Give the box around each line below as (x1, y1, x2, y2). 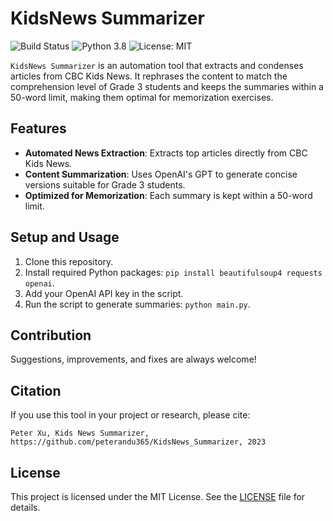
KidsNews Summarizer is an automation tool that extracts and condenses (10, 59, 304, 71)
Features (10, 120, 67, 137)
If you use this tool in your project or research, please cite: (10, 409, 251, 421)
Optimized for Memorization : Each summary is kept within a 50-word (24, 189, 313, 201)
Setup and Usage (10, 229, 120, 246)
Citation (10, 382, 62, 399)
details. (10, 502, 41, 513)
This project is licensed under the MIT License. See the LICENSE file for (10, 491, 306, 502)
